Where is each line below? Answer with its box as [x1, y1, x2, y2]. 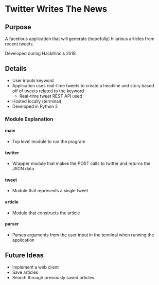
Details [5, 64, 27, 73]
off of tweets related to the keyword [12, 88, 84, 94]
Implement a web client [12, 264, 59, 270]
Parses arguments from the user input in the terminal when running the [12, 232, 154, 238]
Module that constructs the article [12, 210, 80, 216]
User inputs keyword [12, 77, 54, 83]
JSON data [12, 166, 34, 172]
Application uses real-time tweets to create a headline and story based [12, 82, 154, 88]
